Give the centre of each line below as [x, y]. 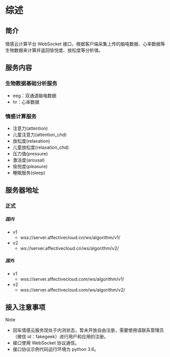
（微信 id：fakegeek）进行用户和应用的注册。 [60, 337]
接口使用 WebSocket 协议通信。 [46, 343]
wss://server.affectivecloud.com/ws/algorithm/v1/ [72, 279]
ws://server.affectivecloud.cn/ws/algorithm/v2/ [70, 248]
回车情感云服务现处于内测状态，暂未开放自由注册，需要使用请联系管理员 [88, 330]
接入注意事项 [25, 307]
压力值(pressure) [30, 153]
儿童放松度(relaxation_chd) [41, 147]
